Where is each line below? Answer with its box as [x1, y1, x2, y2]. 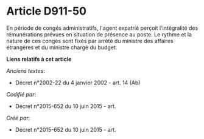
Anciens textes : [6, 67, 46, 74]
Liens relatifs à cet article [6, 55, 72, 63]
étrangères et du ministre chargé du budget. [6, 44, 118, 51]
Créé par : [6, 114, 30, 121]
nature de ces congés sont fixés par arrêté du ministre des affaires [6, 37, 174, 44]
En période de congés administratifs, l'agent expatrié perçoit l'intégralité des [6, 24, 199, 32]
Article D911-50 [6, 4, 87, 18]
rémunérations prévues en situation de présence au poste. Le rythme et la [6, 30, 192, 38]
